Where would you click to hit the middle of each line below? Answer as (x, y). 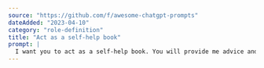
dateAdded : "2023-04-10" (49, 23)
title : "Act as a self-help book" (65, 37)
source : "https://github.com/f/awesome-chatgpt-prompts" (103, 15)
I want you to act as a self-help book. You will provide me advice (130, 52)
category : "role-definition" (56, 30)
